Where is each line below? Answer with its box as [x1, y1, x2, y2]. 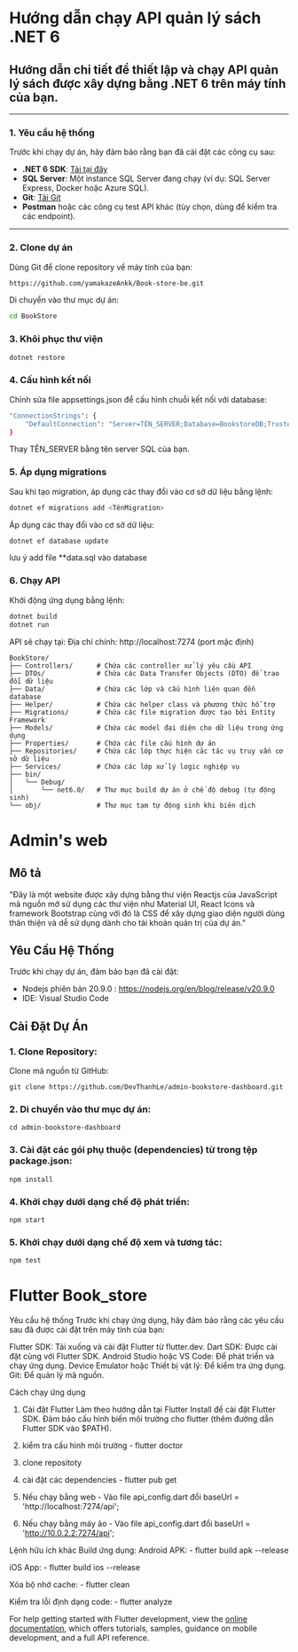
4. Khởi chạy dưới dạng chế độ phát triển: [9, 1195, 191, 1208]
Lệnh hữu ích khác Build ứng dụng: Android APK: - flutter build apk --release [9, 1545, 289, 1555]
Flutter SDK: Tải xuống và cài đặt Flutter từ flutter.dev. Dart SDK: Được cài [9, 1342, 278, 1352]
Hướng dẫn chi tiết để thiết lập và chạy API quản [9, 62, 279, 77]
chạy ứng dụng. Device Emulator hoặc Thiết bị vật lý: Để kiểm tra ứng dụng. [9, 1360, 286, 1371]
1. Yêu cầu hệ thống [9, 126, 95, 138]
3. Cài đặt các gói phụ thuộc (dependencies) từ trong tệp [9, 1144, 258, 1156]
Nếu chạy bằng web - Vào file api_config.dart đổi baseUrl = [21, 1491, 239, 1502]
